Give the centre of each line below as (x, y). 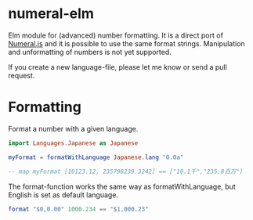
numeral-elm (51, 14)
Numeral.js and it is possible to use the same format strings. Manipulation (127, 43)
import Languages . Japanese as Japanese (73, 143)
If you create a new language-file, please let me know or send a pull (117, 67)
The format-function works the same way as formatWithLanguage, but (122, 186)
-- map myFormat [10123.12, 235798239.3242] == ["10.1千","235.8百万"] (126, 171)
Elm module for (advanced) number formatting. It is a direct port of (116, 35)
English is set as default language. (63, 195)
